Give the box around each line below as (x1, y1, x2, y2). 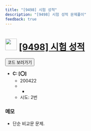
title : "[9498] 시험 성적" (5, 7, 57, 12)
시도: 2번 (19, 94, 37, 100)
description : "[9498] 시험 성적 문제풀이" (5, 12, 86, 17)
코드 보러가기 (7, 60, 32, 65)
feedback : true (5, 16, 37, 21)
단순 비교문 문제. (12, 120, 45, 126)
